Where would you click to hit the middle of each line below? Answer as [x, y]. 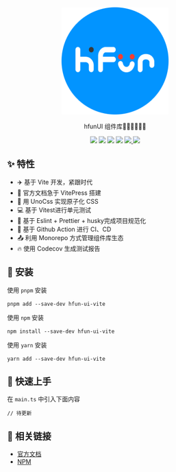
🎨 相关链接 [29, 436]
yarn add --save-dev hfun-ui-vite [56, 359]
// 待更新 [20, 414]
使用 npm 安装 [26, 317]
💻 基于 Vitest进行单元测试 [54, 210]
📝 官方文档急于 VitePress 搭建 [59, 193]
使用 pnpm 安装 [27, 290]
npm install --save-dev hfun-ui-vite [61, 331]
